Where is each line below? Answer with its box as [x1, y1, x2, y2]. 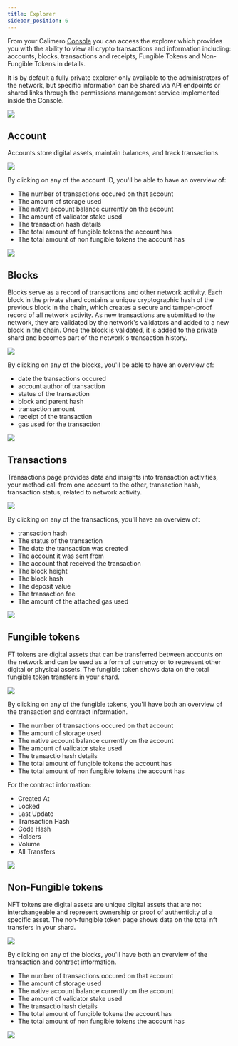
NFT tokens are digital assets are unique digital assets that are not [7, 900, 202, 908]
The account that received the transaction [17, 559, 141, 567]
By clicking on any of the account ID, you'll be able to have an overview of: [7, 176, 227, 185]
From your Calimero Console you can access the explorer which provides [7, 36, 223, 45]
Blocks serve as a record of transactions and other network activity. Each [7, 288, 223, 296]
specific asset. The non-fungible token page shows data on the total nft [7, 915, 218, 923]
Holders [17, 832, 41, 841]
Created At [17, 794, 50, 802]
